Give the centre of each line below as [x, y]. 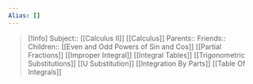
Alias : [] [25, 15]
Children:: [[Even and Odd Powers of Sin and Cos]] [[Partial [125, 46]
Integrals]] [44, 71]
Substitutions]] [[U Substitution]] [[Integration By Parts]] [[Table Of [136, 63]
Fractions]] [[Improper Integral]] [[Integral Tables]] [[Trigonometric [136, 55]
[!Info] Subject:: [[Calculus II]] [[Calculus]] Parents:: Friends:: [126, 38]
